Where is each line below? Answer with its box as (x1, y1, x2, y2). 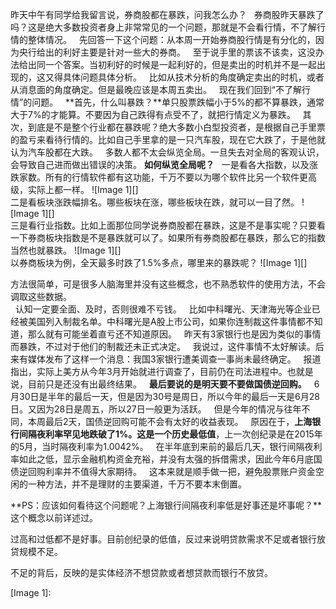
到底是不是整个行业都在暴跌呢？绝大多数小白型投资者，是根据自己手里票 (27, 121, 326, 133)
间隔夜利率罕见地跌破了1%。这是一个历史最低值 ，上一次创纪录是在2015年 (18, 428, 323, 440)
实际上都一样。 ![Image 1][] (27, 184, 139, 195)
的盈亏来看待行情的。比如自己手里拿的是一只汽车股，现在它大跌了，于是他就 (10, 134, 326, 145)
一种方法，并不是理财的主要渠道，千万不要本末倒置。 (27, 478, 247, 490)
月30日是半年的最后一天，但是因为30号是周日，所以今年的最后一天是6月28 (10, 391, 320, 402)
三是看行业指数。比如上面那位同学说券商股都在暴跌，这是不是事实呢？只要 (10, 219, 317, 231)
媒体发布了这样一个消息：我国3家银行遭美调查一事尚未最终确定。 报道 (27, 353, 322, 365)
